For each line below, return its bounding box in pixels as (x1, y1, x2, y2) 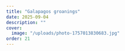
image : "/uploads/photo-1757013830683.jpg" (11, 30, 120, 36)
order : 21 (6, 36, 31, 42)
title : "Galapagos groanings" (6, 8, 81, 15)
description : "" (6, 19, 46, 25)
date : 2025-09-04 (6, 14, 49, 20)
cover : (6, 25, 22, 31)
